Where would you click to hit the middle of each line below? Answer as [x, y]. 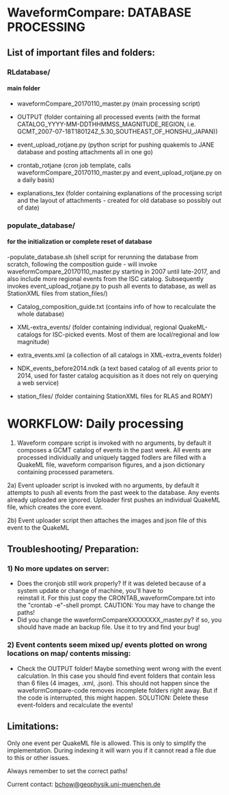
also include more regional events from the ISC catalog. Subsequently [105, 278]
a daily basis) [36, 180]
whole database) [41, 314]
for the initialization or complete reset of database [80, 242]
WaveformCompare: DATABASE [99, 13]
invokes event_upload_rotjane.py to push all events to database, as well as [112, 286]
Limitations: [33, 727]
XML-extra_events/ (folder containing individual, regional [97, 327]
